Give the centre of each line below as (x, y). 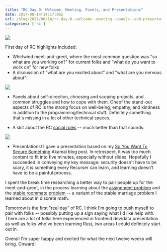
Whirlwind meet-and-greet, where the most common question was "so (85, 57)
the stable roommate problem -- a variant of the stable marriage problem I (81, 193)
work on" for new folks (36, 67)
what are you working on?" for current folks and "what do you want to (84, 62)
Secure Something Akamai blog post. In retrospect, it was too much (82, 152)
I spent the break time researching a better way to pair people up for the (79, 182)
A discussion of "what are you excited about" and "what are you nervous (87, 73)
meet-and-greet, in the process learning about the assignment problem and (83, 188)
